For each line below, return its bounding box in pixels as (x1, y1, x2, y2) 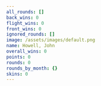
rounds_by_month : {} (6, 65, 58, 71)
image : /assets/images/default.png (6, 37, 96, 43)
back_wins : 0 (6, 15, 39, 21)
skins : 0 (6, 71, 28, 77)
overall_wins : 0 (6, 48, 47, 55)
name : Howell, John (6, 43, 55, 49)
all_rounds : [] (6, 8, 44, 15)
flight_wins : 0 (6, 20, 44, 26)
